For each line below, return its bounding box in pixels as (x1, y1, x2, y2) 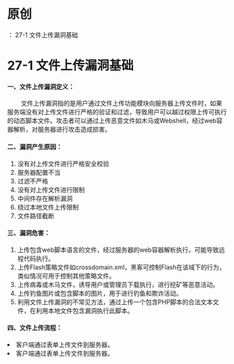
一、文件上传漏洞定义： (7, 82, 75, 90)
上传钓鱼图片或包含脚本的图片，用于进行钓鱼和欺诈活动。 (17, 289, 182, 297)
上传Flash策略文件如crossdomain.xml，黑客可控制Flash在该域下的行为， (17, 262, 226, 271)
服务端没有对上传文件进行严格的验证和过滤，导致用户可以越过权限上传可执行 (7, 108, 227, 116)
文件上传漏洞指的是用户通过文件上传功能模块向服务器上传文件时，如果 (20, 99, 223, 108)
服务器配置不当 (17, 168, 61, 176)
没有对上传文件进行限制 (17, 185, 85, 193)
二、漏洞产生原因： (7, 142, 63, 150)
